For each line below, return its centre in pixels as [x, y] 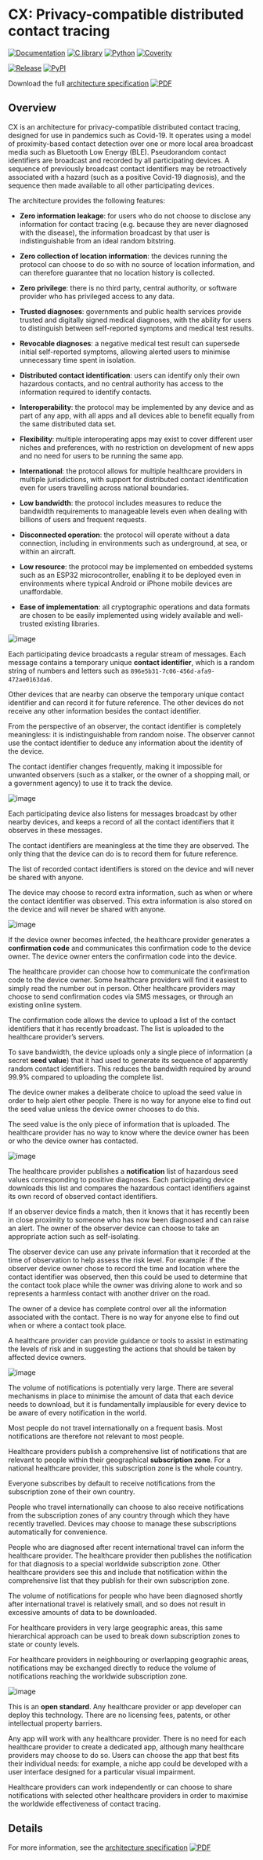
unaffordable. [41, 591]
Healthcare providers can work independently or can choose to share [120, 1787]
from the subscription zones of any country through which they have [119, 1515]
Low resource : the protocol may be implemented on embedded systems [136, 566]
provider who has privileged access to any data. [97, 296]
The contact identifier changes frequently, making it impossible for [115, 766]
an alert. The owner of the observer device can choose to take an [114, 1228]
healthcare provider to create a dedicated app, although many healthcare [126, 1747]
